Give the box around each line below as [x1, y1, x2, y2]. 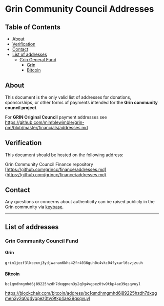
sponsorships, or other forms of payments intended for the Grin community [5, 99, 158, 105]
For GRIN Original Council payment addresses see [5, 114, 107, 120]
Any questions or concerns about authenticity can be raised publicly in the [5, 199, 155, 205]
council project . [5, 104, 38, 111]
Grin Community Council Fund [5, 237, 78, 244]
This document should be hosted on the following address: [5, 152, 123, 158]
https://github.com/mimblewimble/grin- [5, 119, 84, 125]
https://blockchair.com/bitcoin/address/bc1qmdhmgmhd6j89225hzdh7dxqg [5, 290, 157, 296]
